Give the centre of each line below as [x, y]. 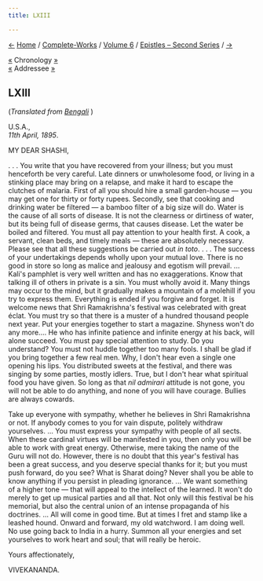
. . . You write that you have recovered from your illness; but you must [121, 166]
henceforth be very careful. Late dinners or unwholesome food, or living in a [131, 174]
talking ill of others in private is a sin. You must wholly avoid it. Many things [129, 283]
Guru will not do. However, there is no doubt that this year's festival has [124, 456]
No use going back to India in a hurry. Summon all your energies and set [125, 532]
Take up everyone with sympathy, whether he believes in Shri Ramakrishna [130, 415]
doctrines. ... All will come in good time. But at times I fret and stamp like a [128, 514]
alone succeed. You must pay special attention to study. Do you [111, 341]
